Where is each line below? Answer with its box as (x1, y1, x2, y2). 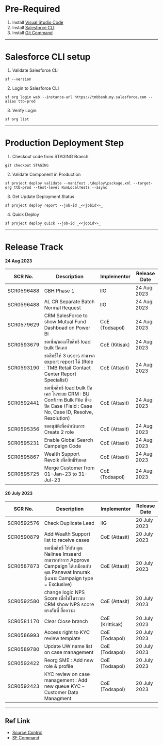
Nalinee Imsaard (44, 551, 81, 558)
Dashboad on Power (44, 324, 91, 331)
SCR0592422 (7, 660, 40, 667)
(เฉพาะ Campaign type (44, 575, 94, 582)
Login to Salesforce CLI (12, 85, 59, 91)
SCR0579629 (7, 321, 40, 328)
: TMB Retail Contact (44, 364, 91, 371)
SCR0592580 (7, 598, 40, 605)
